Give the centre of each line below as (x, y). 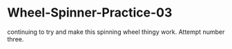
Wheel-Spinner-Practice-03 (90, 13)
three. (16, 39)
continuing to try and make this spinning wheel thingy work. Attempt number (116, 32)
